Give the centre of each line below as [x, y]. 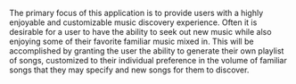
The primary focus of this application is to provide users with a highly [136, 13]
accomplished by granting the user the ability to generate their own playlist [147, 51]
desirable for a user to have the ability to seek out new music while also [140, 32]
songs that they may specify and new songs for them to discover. [129, 70]
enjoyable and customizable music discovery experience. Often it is [133, 22]
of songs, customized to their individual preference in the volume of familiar [148, 60]
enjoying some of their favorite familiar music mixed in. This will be [132, 41]
